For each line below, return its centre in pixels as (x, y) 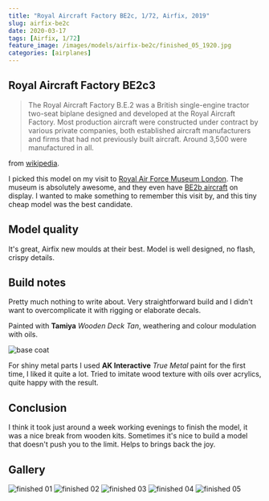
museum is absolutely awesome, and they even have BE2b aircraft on (123, 187)
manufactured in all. (61, 147)
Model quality (43, 230)
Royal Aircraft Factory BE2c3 (82, 86)
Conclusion (38, 407)
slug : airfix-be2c (39, 23)
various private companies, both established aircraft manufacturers (139, 130)
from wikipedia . (34, 163)
